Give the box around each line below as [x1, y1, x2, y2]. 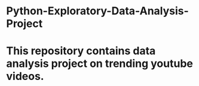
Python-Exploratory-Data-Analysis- [6, 4, 189, 18]
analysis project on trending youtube [6, 57, 193, 70]
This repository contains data [6, 44, 156, 58]
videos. [6, 70, 44, 83]
